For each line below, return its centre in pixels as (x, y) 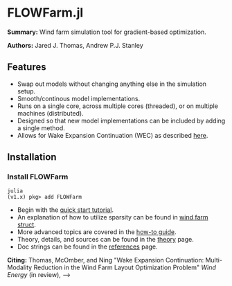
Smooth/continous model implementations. (79, 98)
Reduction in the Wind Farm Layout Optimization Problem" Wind (125, 267)
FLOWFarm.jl (45, 13)
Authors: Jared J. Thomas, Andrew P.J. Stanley (75, 45)
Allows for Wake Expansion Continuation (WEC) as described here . (113, 135)
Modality (20, 267)
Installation (32, 157)
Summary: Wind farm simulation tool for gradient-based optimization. (107, 32)
